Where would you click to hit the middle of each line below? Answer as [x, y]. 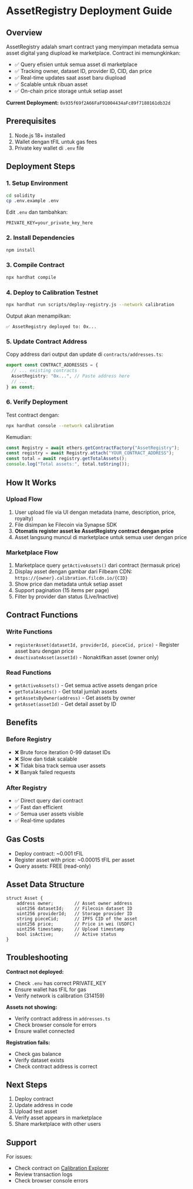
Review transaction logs [43, 1174]
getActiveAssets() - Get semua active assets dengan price [86, 685]
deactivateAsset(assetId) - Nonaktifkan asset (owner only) [87, 657]
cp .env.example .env [33, 201]
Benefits [22, 723]
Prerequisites [31, 121]
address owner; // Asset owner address [75, 903]
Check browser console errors [51, 1181]
